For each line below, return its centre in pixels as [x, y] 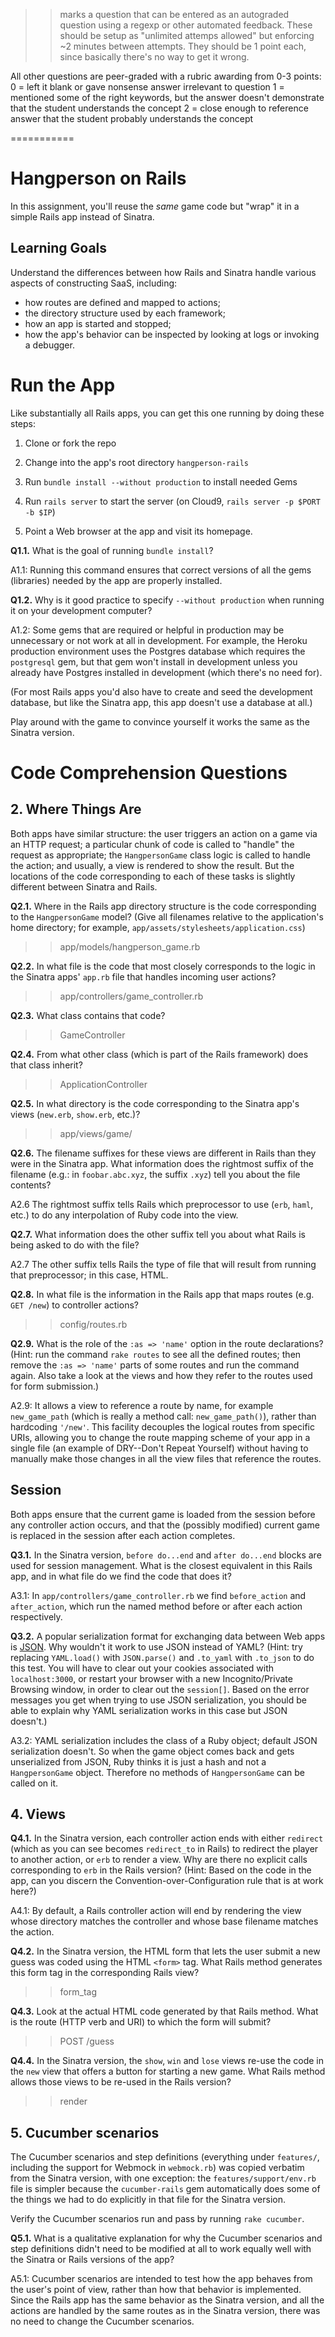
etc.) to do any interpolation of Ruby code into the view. [124, 1215]
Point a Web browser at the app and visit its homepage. [138, 531]
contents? [31, 1185]
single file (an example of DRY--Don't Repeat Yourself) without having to [159, 1448]
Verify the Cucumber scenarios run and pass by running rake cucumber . [157, 2219]
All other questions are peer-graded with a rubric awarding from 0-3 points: [166, 76]
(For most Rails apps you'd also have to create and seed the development [161, 691]
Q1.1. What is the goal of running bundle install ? [112, 550]
